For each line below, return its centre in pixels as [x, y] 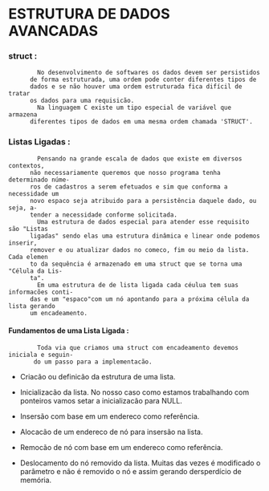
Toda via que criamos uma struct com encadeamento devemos [138, 347]
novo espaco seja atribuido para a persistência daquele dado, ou [143, 201]
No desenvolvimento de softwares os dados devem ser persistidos [149, 73]
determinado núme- [39, 180]
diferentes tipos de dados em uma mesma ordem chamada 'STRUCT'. [141, 122]
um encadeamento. [59, 313]
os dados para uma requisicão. [82, 101]
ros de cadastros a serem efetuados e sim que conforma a [128, 187]
